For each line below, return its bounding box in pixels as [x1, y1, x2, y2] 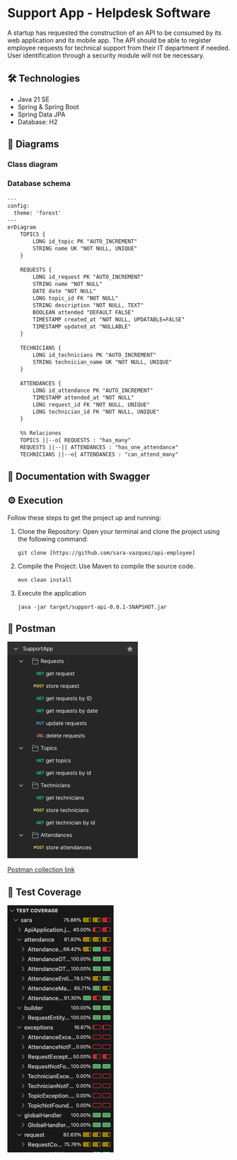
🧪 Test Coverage [7, 886, 82, 898]
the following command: [17, 535, 88, 543]
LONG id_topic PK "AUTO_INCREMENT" [33, 238, 138, 246]
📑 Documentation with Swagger [7, 470, 150, 482]
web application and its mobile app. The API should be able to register [7, 35, 212, 44]
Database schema [7, 178, 71, 188]
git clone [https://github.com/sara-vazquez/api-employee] [17, 549, 196, 557]
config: [7, 202, 30, 210]
